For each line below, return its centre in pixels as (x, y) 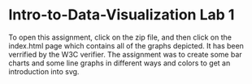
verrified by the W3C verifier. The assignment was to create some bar (125, 54)
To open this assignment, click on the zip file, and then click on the (120, 37)
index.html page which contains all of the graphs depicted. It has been (126, 45)
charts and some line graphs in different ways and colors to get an (119, 63)
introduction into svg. (44, 71)
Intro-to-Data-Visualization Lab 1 (122, 15)
